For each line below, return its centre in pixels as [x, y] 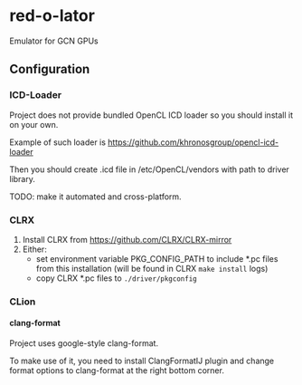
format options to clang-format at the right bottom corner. [117, 371]
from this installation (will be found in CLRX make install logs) [152, 268]
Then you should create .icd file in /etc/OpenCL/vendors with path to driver [149, 169]
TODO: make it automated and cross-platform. [96, 197]
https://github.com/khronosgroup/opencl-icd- [193, 142]
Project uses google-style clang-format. [84, 343]
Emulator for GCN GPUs [54, 41]
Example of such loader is [58, 142]
